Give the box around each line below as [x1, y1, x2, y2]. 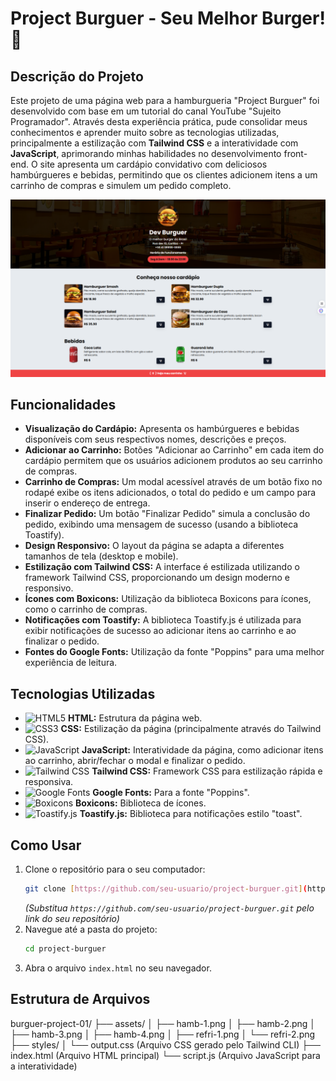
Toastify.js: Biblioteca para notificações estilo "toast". [79, 808, 303, 820]
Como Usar [10, 837, 82, 854]
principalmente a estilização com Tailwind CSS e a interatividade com [10, 137, 299, 149]
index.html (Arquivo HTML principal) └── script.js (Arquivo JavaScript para [10, 1049, 321, 1061]
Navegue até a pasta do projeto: [24, 923, 158, 935]
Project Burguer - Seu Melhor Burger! [10, 7, 326, 30]
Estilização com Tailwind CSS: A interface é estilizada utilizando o [24, 561, 300, 573]
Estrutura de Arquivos [10, 991, 151, 1008]
